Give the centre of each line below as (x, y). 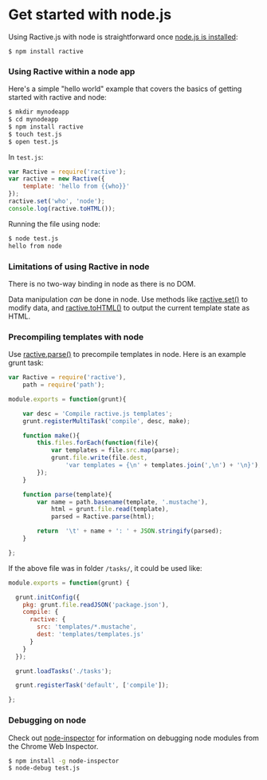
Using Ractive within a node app (72, 71)
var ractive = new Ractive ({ (57, 179)
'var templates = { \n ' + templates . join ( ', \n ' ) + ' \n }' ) (162, 465)
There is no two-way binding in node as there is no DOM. (102, 283)
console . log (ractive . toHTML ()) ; (62, 208)
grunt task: (26, 363)
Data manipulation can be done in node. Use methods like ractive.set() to (128, 299)
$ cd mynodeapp (33, 120)
